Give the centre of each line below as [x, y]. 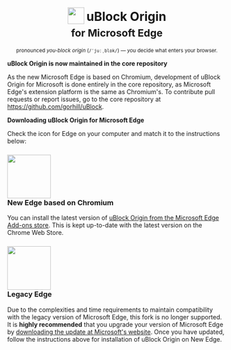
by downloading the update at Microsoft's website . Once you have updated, [116, 332]
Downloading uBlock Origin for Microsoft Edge [76, 120]
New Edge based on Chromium [61, 202]
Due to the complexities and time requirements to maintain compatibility [110, 310]
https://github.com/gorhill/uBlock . [56, 106]
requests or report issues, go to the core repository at [84, 99]
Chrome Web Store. [35, 233]
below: [17, 141]
